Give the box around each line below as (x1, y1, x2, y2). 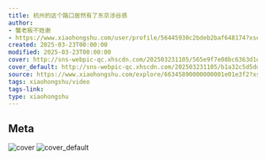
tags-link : (8, 85, 44, 93)
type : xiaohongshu (8, 93, 69, 100)
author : (8, 19, 34, 27)
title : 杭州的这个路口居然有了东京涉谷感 (8, 11, 128, 20)
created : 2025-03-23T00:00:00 (8, 41, 108, 49)
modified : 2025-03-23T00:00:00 (8, 48, 112, 56)
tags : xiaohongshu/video (8, 78, 90, 85)
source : (8, 70, 34, 78)
